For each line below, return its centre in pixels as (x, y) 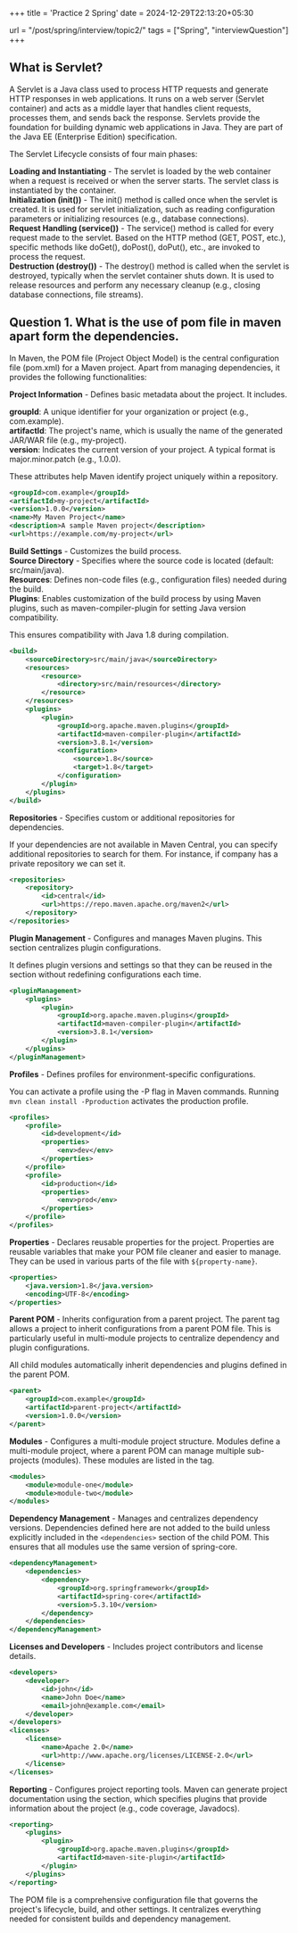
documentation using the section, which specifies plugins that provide (138, 1798)
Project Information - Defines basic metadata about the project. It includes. (148, 394)
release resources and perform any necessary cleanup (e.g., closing (135, 285)
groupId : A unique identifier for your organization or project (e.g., (129, 411)
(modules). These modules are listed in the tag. (128, 1460)
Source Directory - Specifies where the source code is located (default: (141, 560)
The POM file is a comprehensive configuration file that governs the (134, 1899)
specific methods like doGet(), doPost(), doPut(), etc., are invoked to (135, 247)
